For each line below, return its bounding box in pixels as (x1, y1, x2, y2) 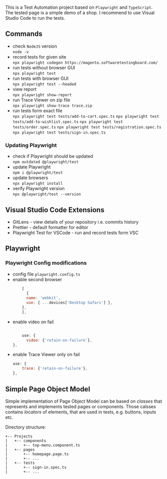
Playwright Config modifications (5, 259, 87, 267)
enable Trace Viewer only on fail (12, 352, 80, 358)
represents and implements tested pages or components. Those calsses (5, 403, 156, 409)
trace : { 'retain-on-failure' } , (22, 366, 88, 371)
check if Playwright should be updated (12, 153, 94, 159)
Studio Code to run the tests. (5, 15, 65, 21)
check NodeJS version (12, 43, 57, 49)
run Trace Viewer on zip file (12, 97, 70, 103)
